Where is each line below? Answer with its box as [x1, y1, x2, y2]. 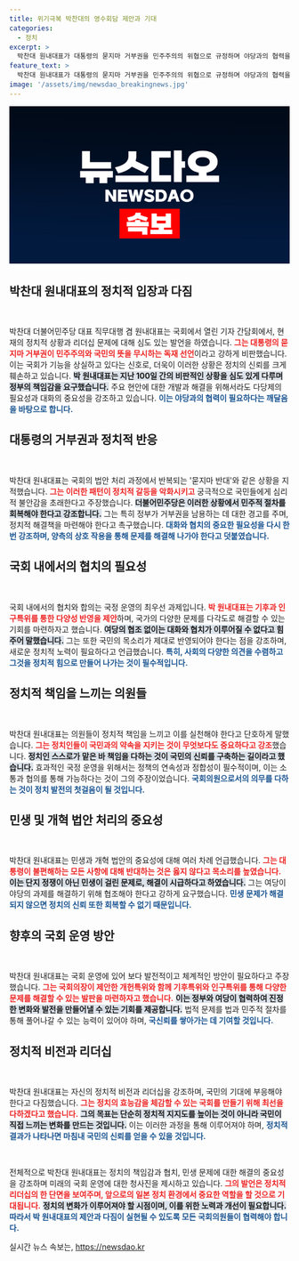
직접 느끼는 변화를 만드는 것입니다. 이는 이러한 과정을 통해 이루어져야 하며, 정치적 [9, 1120, 288, 1130]
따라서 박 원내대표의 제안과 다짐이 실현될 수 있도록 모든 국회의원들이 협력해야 [9, 1211, 272, 1222]
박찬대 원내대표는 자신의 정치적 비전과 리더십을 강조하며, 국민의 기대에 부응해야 [9, 1086, 283, 1096]
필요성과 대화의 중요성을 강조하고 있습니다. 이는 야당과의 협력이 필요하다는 [9, 392, 265, 404]
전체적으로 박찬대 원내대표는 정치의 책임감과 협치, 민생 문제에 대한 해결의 [9, 1167, 261, 1177]
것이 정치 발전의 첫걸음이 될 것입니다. [18, 784, 145, 795]
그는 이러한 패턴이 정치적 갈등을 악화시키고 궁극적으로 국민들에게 [49, 486, 271, 497]
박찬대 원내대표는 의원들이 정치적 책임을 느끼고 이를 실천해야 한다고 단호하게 [9, 728, 273, 739]
